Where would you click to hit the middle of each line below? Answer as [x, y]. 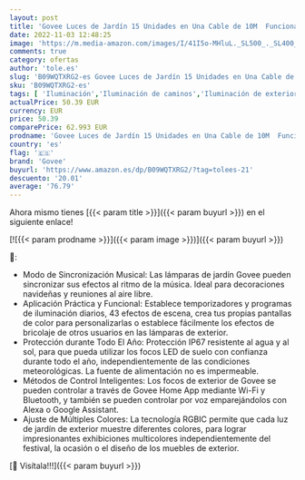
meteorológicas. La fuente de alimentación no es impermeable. [140, 371]
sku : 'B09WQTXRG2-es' [50, 85]
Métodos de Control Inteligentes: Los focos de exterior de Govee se [149, 381]
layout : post [34, 18]
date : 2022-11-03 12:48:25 [60, 34]
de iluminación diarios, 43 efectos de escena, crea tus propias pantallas [157, 313]
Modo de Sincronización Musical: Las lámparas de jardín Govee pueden [157, 275]
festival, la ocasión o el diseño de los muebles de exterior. [131, 448]
